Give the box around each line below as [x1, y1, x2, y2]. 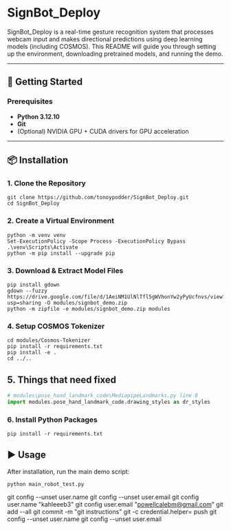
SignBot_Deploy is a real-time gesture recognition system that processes [7, 28, 214, 36]
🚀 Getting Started [7, 76, 83, 88]
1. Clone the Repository [7, 178, 86, 187]
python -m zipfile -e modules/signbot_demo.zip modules [7, 305, 170, 312]
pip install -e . [7, 349, 57, 356]
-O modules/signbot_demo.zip [43, 299, 128, 306]
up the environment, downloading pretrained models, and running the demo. [7, 50, 223, 58]
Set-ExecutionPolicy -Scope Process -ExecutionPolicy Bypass [7, 238, 186, 245]
